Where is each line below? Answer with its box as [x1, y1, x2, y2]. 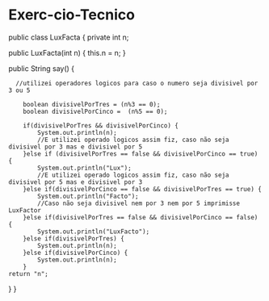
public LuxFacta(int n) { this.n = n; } [8, 48, 127, 57]
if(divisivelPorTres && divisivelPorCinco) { [23, 121, 179, 130]
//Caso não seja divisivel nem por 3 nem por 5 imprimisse [37, 199, 241, 207]
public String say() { [8, 63, 75, 73]
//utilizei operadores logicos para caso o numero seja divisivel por [15, 79, 258, 87]
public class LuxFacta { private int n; [8, 32, 129, 42]
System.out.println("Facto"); [37, 192, 139, 200]
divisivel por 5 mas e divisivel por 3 [8, 178, 143, 186]
